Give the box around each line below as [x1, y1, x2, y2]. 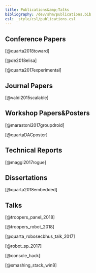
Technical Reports [5, 146, 63, 155]
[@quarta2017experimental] [5, 67, 62, 73]
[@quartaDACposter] [5, 132, 48, 138]
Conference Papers [5, 35, 66, 43]
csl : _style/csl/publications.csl [5, 16, 76, 21]
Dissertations [5, 174, 48, 182]
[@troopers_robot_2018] [5, 224, 55, 230]
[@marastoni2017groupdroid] [5, 122, 64, 128]
